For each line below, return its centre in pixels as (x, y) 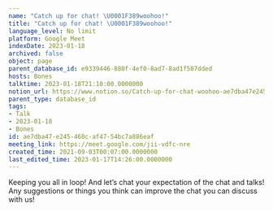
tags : (17, 106)
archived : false (36, 54)
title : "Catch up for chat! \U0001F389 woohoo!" (91, 24)
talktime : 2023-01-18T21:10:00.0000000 (76, 84)
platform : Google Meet (47, 39)
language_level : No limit (52, 31)
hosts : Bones (30, 76)
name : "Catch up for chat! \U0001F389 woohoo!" (89, 16)
